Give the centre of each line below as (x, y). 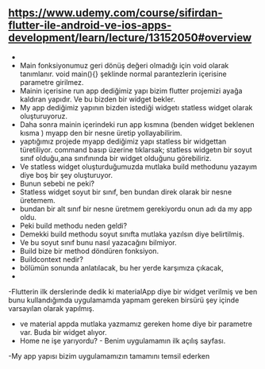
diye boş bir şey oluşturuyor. (66, 175)
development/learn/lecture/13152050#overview (130, 38)
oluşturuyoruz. (43, 116)
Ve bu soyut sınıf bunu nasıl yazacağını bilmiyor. (98, 242)
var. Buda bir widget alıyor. (63, 332)
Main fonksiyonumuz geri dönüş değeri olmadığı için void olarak (124, 65)
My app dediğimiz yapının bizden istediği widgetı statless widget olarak (136, 107)
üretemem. (37, 200)
